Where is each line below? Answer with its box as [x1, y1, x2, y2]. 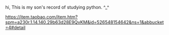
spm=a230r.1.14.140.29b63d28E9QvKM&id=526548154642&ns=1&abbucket [5, 19, 164, 25]
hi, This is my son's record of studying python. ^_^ [5, 4, 109, 10]
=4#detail [5, 24, 26, 30]
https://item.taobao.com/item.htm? [5, 14, 78, 19]
